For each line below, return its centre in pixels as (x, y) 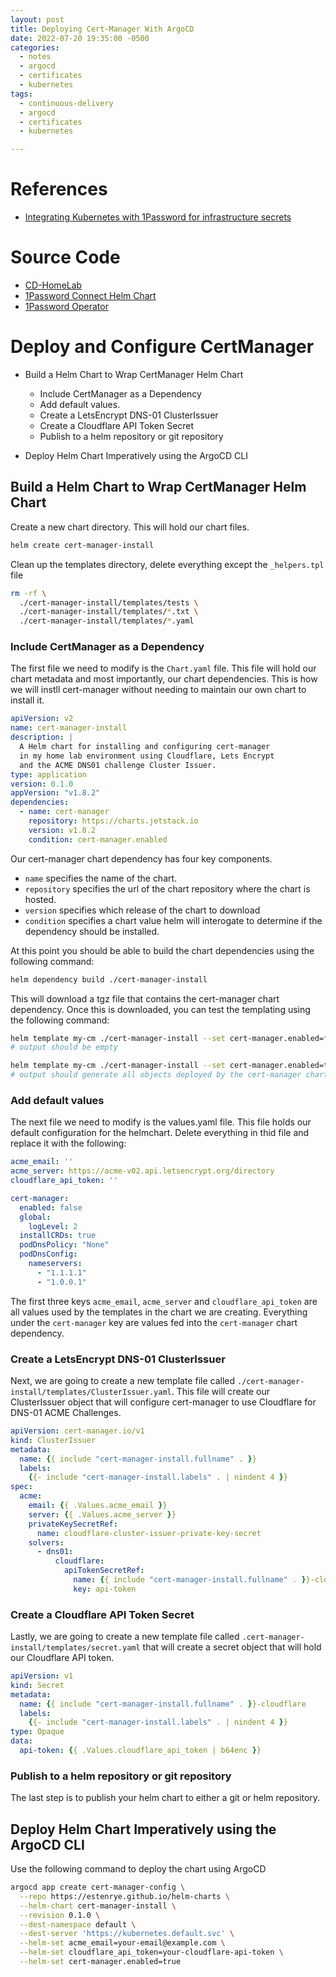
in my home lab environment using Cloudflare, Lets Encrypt (147, 756)
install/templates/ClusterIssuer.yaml (91, 1392)
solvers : (46, 1542)
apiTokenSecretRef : (104, 1571)
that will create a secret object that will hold (232, 1647)
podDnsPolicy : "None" (64, 1245)
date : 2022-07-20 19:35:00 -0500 (80, 38)
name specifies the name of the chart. (101, 878)
